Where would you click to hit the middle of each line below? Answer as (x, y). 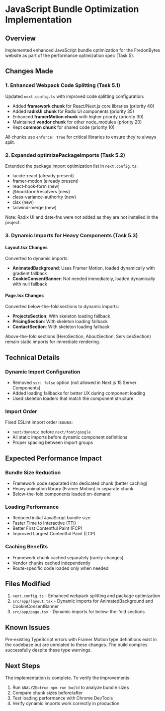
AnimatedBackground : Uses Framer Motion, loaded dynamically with (83, 268)
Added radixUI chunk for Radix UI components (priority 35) (73, 111)
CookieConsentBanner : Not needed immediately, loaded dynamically (84, 279)
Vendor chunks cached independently (51, 563)
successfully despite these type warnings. (48, 650)
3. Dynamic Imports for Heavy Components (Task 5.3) (72, 235)
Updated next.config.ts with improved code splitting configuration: (75, 96)
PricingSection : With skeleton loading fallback (60, 322)
